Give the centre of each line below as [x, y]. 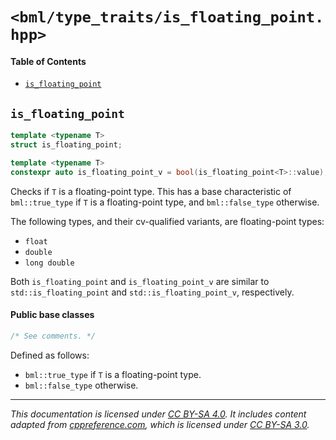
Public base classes [52, 315]
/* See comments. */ [53, 336]
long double [49, 263]
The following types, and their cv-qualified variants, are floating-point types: [167, 221]
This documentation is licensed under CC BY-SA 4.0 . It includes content [158, 414]
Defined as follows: [50, 355]
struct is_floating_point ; [66, 145]
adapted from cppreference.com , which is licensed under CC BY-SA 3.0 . [160, 424]
